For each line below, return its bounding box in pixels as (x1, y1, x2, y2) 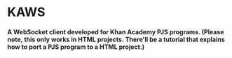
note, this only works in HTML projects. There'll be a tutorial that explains (7, 35, 226, 43)
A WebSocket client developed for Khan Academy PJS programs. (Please (7, 27, 224, 36)
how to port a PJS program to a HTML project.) (7, 43, 145, 51)
